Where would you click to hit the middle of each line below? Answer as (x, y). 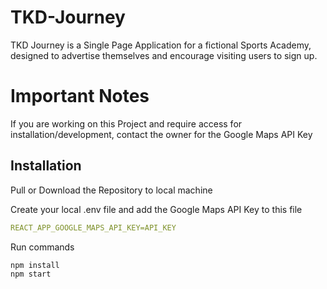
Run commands (42, 247)
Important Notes (80, 96)
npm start (31, 274)
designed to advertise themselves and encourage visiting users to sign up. (164, 55)
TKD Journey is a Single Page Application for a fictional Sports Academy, (161, 45)
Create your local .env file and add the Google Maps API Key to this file (156, 209)
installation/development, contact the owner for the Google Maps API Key (161, 134)
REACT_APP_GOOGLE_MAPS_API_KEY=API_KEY (93, 227)
